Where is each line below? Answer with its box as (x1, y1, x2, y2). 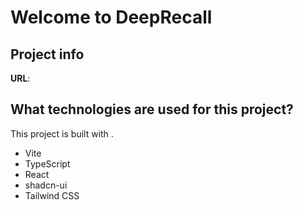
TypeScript (24, 157, 71, 170)
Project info (10, 46, 85, 63)
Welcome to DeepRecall (10, 6, 213, 29)
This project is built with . (10, 127, 114, 140)
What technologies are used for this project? (10, 101, 294, 118)
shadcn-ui (24, 179, 68, 191)
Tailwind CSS (24, 189, 80, 201)
